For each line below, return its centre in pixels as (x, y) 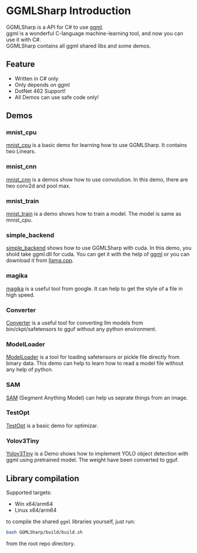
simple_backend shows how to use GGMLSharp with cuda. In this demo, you (99, 248)
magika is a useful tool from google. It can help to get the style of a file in (95, 289)
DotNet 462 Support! (40, 91)
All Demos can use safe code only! (56, 97)
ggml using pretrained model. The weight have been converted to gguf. (92, 460)
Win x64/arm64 (34, 504)
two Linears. (21, 152)
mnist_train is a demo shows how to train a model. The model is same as (94, 214)
